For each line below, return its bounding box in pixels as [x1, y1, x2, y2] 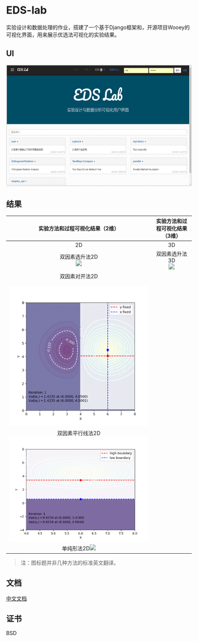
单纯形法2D [61, 545, 90, 552]
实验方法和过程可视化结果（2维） [38, 225, 120, 232]
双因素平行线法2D [57, 429, 101, 437]
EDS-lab [6, 4, 47, 17]
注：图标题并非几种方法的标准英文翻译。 [20, 559, 119, 566]
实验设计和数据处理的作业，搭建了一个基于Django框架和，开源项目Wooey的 [6, 24, 190, 31]
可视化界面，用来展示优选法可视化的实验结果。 [6, 31, 120, 38]
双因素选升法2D [60, 253, 98, 260]
